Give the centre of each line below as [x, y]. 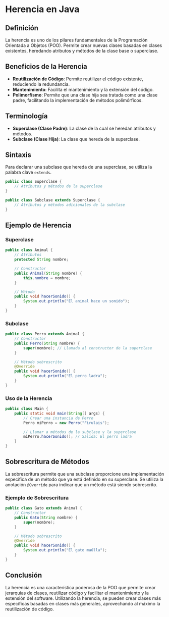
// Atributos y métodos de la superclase [58, 186]
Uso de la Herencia [29, 398]
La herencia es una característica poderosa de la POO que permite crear [80, 587]
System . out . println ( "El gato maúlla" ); [65, 550]
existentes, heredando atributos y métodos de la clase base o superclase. [82, 51]
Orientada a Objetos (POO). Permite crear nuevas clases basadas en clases [84, 45]
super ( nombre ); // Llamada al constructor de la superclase [88, 348]
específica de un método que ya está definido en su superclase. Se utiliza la [84, 479]
